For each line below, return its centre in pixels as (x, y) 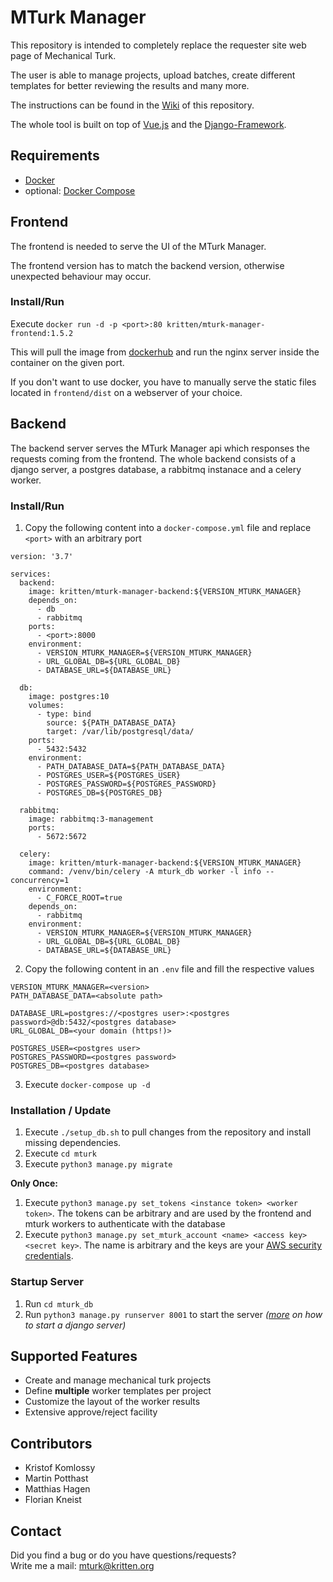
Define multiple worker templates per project (118, 1391)
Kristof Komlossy (60, 1468)
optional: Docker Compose (80, 190)
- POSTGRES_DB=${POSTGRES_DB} (99, 792)
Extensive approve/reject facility (91, 1412)
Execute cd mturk (60, 1153)
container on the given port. (67, 362)
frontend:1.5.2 (42, 333)
